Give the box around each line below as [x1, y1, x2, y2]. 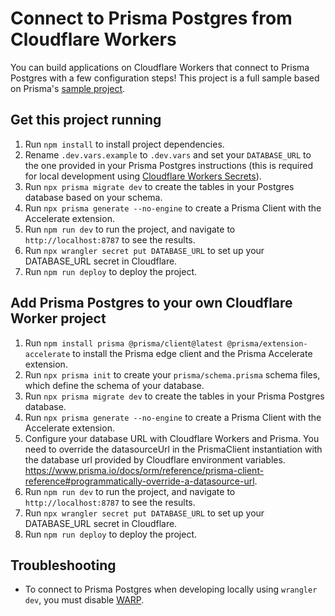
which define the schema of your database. [24, 379, 205, 391]
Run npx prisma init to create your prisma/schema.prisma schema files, [24, 368, 321, 381]
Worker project [10, 310, 107, 327]
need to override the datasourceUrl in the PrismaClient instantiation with [24, 443, 323, 455]
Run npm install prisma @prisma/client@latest [24, 337, 223, 349]
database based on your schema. [24, 191, 163, 203]
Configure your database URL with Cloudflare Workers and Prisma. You [24, 432, 320, 444]
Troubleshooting [10, 557, 117, 574]
